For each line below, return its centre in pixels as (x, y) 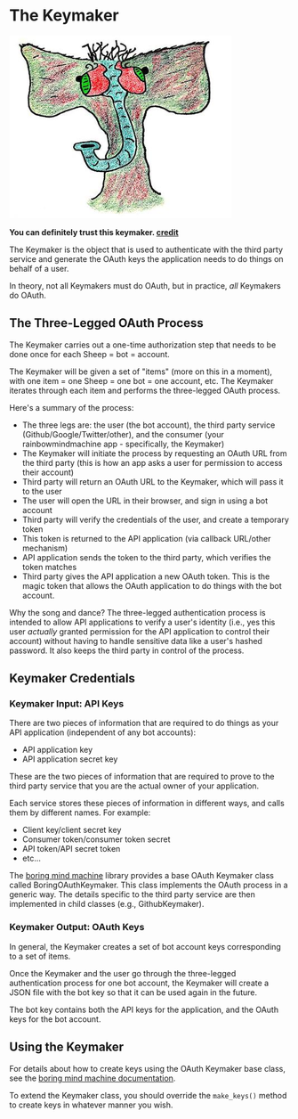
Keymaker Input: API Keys (67, 704)
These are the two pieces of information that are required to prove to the (142, 777)
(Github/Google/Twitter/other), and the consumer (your (123, 434)
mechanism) (45, 548)
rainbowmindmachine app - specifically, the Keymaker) (123, 444)
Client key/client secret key (72, 830)
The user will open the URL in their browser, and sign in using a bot (145, 501)
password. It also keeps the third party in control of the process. (127, 650)
